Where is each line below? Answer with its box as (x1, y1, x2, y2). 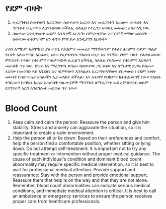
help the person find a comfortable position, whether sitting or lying (12, 140, 151, 146)
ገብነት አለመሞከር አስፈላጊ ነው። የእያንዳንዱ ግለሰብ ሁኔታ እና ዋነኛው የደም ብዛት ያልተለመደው (5, 51, 161, 57)
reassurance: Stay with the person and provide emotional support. (12, 172, 148, 178)
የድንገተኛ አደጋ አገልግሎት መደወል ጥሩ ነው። (5, 85, 77, 91)
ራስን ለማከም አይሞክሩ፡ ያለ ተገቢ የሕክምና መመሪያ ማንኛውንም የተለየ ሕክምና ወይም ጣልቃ (5, 46, 158, 52)
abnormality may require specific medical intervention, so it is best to (12, 161, 154, 167)
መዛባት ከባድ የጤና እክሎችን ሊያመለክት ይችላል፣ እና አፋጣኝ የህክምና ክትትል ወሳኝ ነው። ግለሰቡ (5, 73, 162, 79)
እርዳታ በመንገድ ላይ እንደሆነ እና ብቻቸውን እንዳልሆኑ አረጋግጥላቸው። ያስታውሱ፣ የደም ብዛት (5, 68, 157, 74)
